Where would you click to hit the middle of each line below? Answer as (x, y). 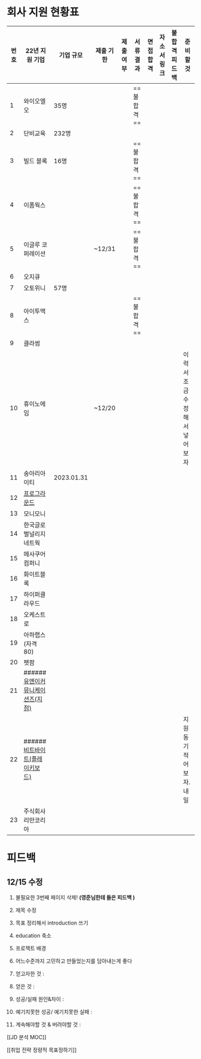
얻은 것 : (25, 986)
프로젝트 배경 (31, 948)
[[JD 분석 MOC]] (27, 1037)
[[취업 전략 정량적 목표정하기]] (42, 1049)
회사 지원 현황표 (43, 12)
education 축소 (33, 935)
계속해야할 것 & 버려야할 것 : (48, 1024)
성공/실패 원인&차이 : (40, 999)
